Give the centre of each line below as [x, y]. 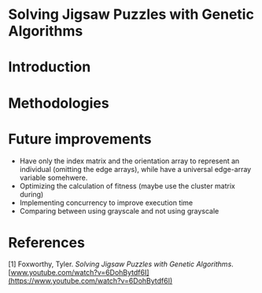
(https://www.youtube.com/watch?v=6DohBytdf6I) [90, 281]
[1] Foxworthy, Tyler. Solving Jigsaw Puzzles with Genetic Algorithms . [121, 264]
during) [31, 194]
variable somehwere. [54, 178]
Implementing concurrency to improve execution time [106, 203]
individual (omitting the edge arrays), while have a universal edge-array [135, 169]
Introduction [50, 67]
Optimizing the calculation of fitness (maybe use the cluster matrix [127, 185]
